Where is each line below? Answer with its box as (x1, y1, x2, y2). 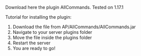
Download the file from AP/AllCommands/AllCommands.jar (12, 24, 136, 30)
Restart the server (12, 40, 51, 46)
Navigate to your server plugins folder (12, 29, 93, 35)
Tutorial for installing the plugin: (5, 14, 72, 20)
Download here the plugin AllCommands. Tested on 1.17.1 (5, 5, 124, 10)
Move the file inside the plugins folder (12, 35, 92, 40)
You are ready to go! (12, 45, 56, 51)
